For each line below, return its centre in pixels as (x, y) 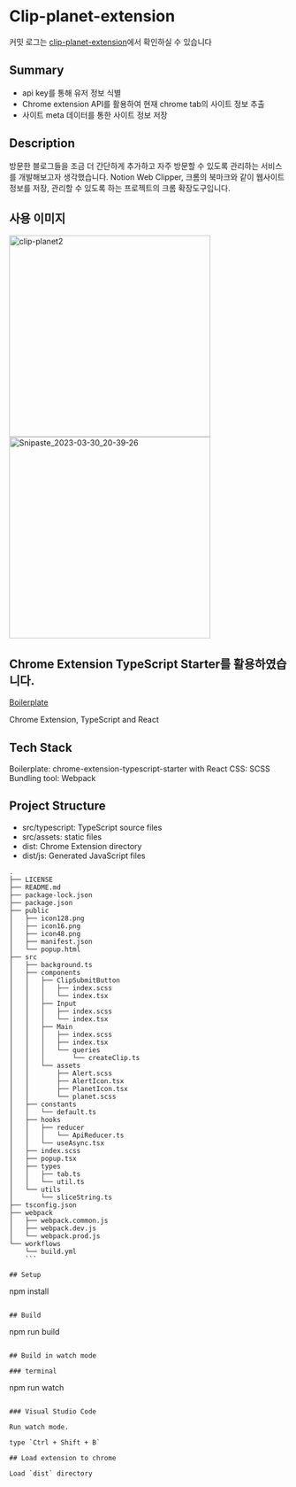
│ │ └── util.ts (47, 1181)
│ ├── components (45, 972)
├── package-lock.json (51, 895)
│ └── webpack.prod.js (55, 1236)
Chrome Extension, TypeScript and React (84, 720)
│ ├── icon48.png (45, 933)
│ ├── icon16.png (45, 926)
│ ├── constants (43, 1104)
